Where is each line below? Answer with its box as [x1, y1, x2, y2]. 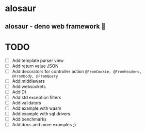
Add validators [12, 100, 41, 105]
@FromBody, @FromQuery [12, 73, 58, 79]
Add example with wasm [12, 105, 62, 111]
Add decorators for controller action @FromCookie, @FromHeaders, [12, 68, 142, 74]
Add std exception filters [12, 94, 62, 100]
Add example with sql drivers [12, 111, 70, 117]
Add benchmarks [12, 117, 47, 122]
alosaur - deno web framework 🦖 [5, 22, 106, 30]
